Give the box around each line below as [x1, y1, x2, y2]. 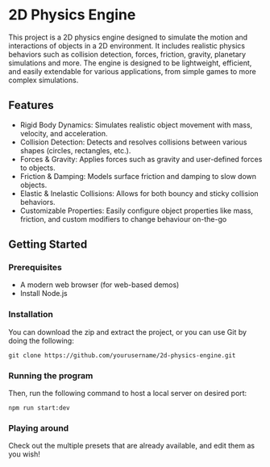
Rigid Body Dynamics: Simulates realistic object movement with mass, [19, 119, 253, 130]
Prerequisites [8, 262, 62, 273]
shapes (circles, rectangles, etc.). [19, 145, 131, 155]
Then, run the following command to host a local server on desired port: [8, 389, 247, 398]
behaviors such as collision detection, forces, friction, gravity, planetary [8, 49, 247, 59]
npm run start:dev [8, 404, 70, 412]
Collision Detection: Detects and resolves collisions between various [19, 137, 247, 147]
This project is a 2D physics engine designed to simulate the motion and [8, 32, 248, 42]
